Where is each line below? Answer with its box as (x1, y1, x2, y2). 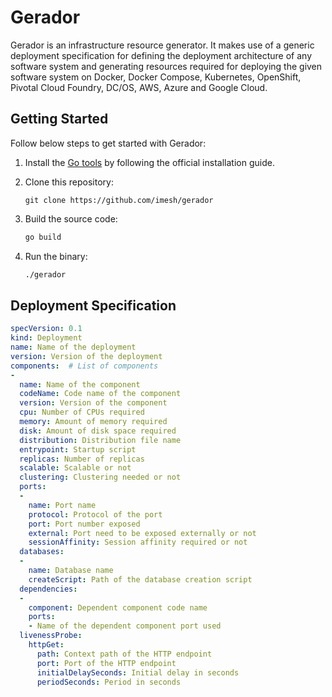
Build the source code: (24, 212, 118, 225)
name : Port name (28, 500, 97, 510)
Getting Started (10, 111, 109, 128)
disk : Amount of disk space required (19, 426, 177, 436)
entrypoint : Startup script (19, 444, 137, 455)
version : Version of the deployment (10, 351, 163, 361)
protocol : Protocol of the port (28, 509, 163, 520)
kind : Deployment (10, 333, 83, 343)
